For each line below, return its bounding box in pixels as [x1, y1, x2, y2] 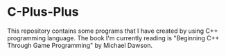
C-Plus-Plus [7, 4, 79, 20]
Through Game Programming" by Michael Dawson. [7, 41, 153, 49]
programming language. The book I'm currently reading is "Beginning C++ [7, 33, 220, 42]
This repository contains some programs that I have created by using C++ [7, 27, 218, 35]
